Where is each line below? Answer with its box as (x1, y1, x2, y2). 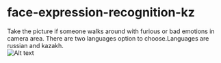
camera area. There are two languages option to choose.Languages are (7, 34, 209, 42)
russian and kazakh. (7, 41, 64, 49)
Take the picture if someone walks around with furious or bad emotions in (7, 27, 215, 35)
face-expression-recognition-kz (7, 5, 195, 20)
